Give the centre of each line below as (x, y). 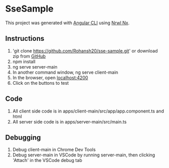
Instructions (25, 39)
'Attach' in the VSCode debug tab (47, 160)
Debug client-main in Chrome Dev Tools (54, 150)
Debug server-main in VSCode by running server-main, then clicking (84, 155)
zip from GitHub (29, 56)
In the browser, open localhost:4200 (50, 77)
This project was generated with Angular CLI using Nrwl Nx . (67, 23)
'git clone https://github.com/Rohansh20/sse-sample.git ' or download (85, 50)
